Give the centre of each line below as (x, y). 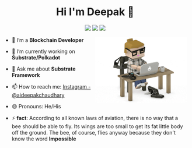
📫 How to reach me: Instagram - (51, 86)
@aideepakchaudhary (38, 95)
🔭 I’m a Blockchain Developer (48, 40)
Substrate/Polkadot (36, 57)
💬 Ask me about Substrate (43, 69)
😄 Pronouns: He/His (36, 106)
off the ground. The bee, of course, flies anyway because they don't (94, 132)
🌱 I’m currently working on (43, 51)
